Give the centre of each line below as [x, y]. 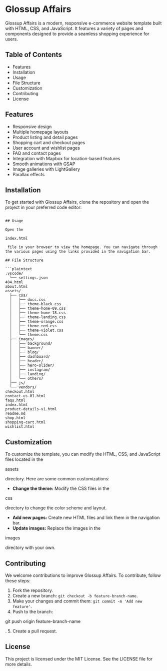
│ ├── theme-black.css [35, 304]
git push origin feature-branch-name [43, 621]
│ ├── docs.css [28, 300]
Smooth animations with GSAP [44, 164]
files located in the [24, 459]
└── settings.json [29, 278]
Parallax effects [28, 174]
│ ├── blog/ [24, 352]
